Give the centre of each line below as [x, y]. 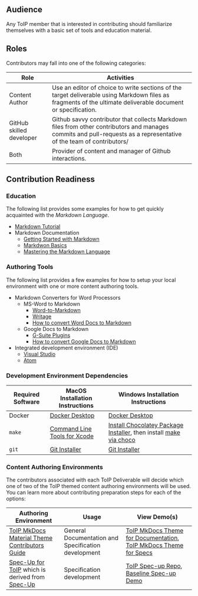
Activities [121, 77]
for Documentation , [153, 538]
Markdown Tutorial [37, 227]
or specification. [75, 110]
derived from [27, 577]
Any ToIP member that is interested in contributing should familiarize [89, 24]
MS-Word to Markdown [52, 304]
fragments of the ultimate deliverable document [118, 102]
